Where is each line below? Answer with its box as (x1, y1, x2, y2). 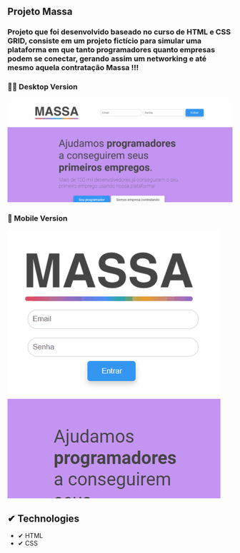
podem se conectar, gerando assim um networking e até (7, 54, 207, 64)
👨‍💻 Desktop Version (7, 82, 79, 92)
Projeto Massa (7, 6, 73, 18)
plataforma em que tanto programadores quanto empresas (7, 45, 216, 55)
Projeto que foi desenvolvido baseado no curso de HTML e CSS (7, 27, 231, 37)
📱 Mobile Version (7, 213, 68, 223)
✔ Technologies (7, 512, 80, 524)
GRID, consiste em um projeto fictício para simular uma (7, 36, 202, 46)
